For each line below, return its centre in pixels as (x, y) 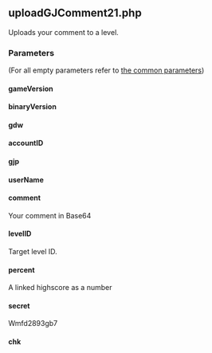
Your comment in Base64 (50, 215)
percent (22, 269)
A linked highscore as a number (60, 288)
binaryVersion (33, 107)
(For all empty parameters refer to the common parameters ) (106, 70)
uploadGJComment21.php (75, 13)
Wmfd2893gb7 (33, 324)
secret (19, 305)
